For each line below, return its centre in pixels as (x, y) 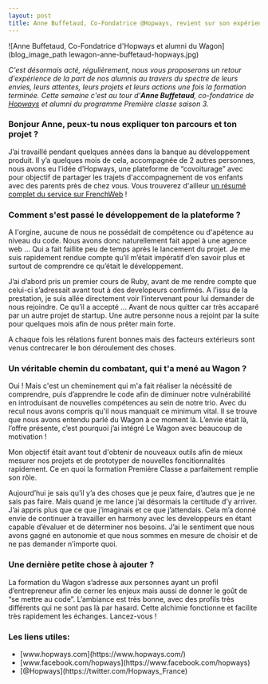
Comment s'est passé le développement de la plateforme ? (124, 215)
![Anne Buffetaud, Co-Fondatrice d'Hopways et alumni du (103, 45)
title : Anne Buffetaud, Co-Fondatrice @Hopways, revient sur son (119, 23)
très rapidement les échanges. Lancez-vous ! (83, 616)
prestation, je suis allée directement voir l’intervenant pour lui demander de (132, 299)
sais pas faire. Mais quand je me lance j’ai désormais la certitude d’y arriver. (133, 502)
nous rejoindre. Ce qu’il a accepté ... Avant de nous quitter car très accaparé (134, 307)
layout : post (30, 16)
